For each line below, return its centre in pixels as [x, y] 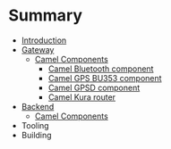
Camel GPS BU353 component [105, 78]
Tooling [35, 125]
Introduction [44, 40]
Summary [45, 16]
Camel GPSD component [94, 87]
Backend [38, 106]
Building [36, 135]
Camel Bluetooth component [101, 69]
